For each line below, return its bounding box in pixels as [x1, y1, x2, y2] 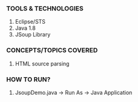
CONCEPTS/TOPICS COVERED [6, 46, 98, 55]
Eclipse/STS [15, 18, 46, 25]
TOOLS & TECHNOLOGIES [6, 4, 84, 13]
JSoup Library [15, 31, 51, 38]
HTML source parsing [15, 59, 70, 67]
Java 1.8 [15, 24, 36, 32]
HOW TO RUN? [6, 75, 51, 83]
